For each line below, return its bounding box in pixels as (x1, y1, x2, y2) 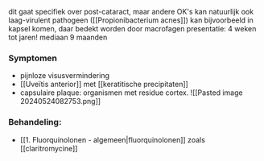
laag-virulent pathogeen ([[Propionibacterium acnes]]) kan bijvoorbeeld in (8, 15, 254, 25)
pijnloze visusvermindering (19, 71, 110, 80)
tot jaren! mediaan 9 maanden (8, 32, 108, 42)
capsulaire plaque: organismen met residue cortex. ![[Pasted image (19, 88, 243, 97)
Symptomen (8, 52, 58, 64)
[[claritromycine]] (19, 143, 78, 153)
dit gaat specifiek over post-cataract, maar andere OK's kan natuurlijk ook (8, 7, 254, 16)
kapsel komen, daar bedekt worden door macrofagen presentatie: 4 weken (8, 24, 257, 33)
